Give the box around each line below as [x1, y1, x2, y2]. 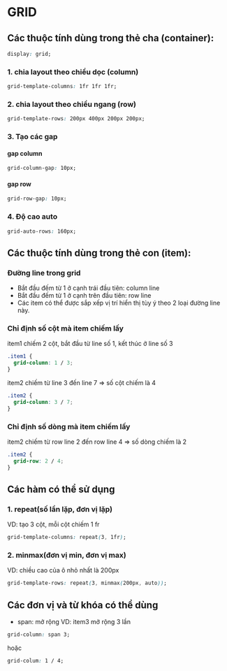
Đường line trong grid [7, 268, 81, 277]
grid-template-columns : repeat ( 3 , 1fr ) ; [7, 534, 127, 541]
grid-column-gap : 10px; [7, 165, 77, 172]
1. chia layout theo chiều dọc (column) [7, 67, 139, 77]
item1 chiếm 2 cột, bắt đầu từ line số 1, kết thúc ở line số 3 [7, 340, 173, 348]
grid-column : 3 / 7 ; [13, 398, 73, 405]
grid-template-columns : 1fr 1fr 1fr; [7, 83, 117, 90]
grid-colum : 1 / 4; [7, 658, 64, 665]
